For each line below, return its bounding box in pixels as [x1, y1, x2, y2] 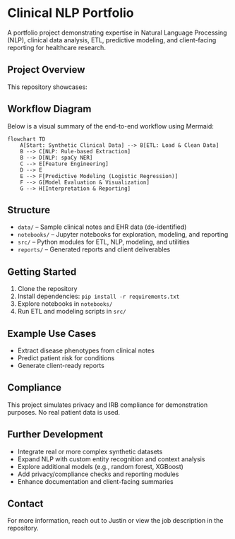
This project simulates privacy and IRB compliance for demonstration [7, 401, 208, 409]
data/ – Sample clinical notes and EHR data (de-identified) [17, 223, 187, 231]
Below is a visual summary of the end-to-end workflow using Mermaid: [7, 122, 214, 130]
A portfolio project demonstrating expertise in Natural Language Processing [7, 28, 227, 37]
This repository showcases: [7, 83, 88, 91]
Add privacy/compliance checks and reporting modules [17, 470, 179, 478]
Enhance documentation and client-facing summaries [17, 477, 174, 485]
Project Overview [7, 64, 85, 76]
